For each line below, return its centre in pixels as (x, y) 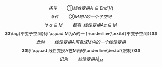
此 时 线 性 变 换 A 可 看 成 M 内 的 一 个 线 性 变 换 (81, 42)
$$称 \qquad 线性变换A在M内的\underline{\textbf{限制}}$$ (81, 50)
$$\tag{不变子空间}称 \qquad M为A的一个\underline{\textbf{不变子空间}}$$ (81, 33)
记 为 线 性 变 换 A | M (81, 60)
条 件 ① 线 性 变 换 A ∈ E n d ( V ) (81, 8)
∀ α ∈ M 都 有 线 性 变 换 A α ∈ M (81, 25)
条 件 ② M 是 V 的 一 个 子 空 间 (81, 17)
